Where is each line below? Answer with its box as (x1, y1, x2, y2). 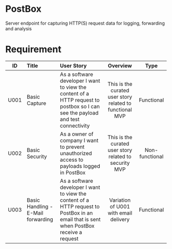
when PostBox (59, 222, 95, 229)
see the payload (59, 109, 99, 116)
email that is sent (59, 216, 101, 223)
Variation (109, 196, 131, 203)
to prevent (59, 143, 85, 150)
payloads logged (59, 162, 100, 169)
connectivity (59, 122, 90, 129)
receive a (59, 228, 82, 236)
